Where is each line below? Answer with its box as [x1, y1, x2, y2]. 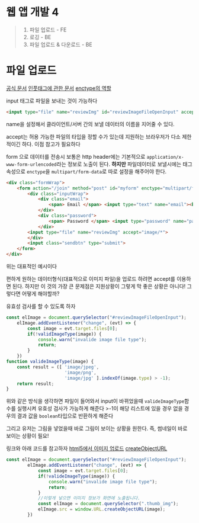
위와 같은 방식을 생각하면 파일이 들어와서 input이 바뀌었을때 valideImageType [6, 397, 185, 405]
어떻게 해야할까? [21, 290, 60, 297]
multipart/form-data [51, 169, 102, 175]
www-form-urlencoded [6, 161, 57, 168]
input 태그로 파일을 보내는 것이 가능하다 [6, 97, 98, 104]
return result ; [17, 380, 54, 387]
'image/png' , [64, 370, 97, 376]
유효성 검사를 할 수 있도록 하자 [6, 303, 76, 310]
